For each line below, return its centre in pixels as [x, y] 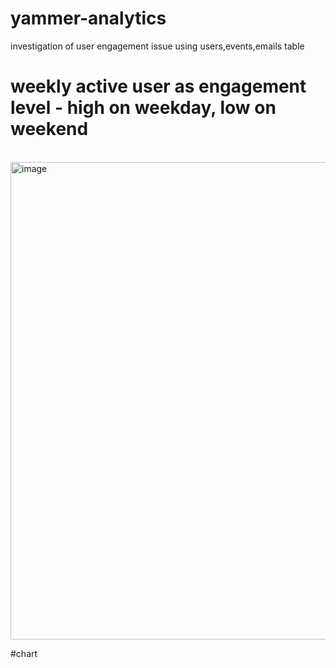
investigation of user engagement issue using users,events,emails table [157, 46]
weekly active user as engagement [158, 86]
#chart [24, 653]
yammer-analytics [88, 18]
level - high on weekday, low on [143, 108]
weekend [49, 129]
